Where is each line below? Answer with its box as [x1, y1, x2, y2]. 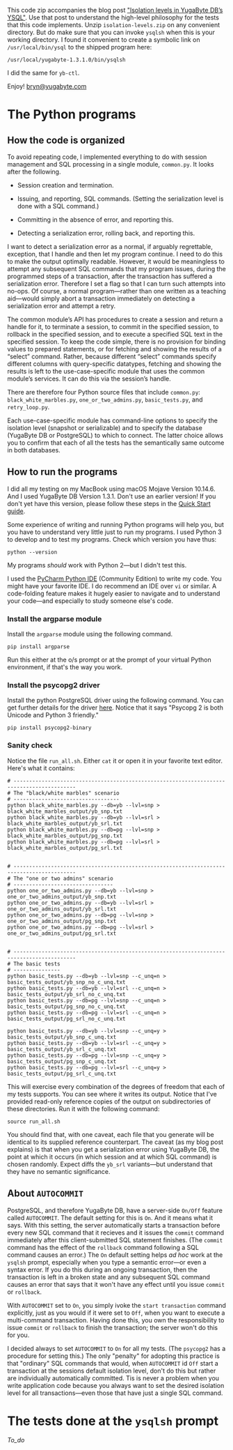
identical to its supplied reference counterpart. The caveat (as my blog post [7, 1138, 224, 1146]
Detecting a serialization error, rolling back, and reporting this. [17, 229, 195, 237]
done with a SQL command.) [17, 202, 99, 210]
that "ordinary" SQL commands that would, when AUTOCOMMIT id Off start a [7, 1359, 219, 1367]
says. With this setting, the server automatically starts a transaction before [7, 1221, 220, 1229]
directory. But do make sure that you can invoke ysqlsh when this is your [7, 28, 216, 36]
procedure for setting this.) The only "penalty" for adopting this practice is [7, 1352, 220, 1360]
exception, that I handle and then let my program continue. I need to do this [7, 250, 223, 258]
